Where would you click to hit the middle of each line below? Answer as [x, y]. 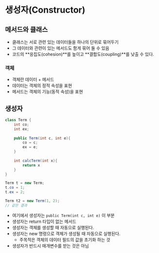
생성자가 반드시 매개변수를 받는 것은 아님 [50, 246]
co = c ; [30, 143]
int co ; [21, 125]
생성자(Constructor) [45, 10]
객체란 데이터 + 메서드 [33, 80]
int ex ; [21, 129]
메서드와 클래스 [26, 29]
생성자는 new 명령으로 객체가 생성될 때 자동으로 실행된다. [66, 234]
